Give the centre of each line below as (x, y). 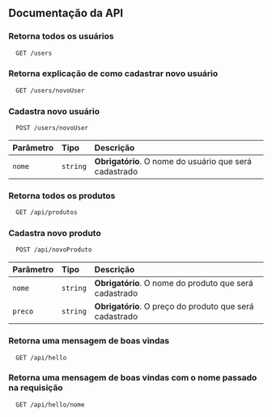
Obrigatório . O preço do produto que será (174, 306)
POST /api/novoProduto (54, 250)
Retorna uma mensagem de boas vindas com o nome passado (133, 377)
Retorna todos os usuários (62, 36)
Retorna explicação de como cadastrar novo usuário (113, 74)
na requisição (36, 388)
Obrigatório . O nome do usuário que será (173, 161)
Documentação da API (66, 13)
